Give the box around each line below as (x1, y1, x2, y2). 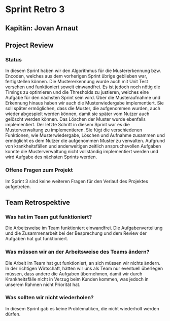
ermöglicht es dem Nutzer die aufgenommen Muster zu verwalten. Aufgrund (5, 138, 165, 144)
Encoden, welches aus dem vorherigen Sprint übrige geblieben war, (5, 73, 148, 79)
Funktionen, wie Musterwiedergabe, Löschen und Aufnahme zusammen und (5, 132, 165, 138)
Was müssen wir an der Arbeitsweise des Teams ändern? (5, 248, 150, 256)
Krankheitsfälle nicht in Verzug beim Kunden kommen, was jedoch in (5, 276, 149, 282)
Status (5, 56, 22, 63)
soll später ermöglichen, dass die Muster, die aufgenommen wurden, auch (5, 105, 161, 112)
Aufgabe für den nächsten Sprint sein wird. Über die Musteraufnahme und (5, 95, 161, 101)
